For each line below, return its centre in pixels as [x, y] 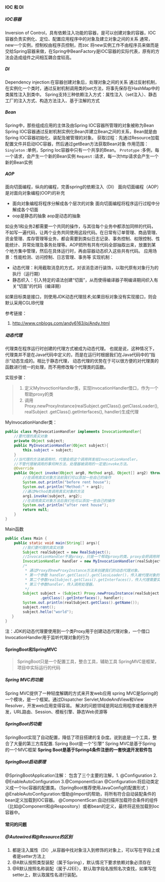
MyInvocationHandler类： [31, 422]
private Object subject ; [39, 441]
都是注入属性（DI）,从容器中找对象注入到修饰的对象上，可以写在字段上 [84, 850]
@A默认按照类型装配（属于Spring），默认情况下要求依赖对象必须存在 [82, 862]
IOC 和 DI [14, 7]
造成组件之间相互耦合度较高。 [44, 57]
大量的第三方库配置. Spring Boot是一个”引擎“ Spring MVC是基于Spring [85, 743]
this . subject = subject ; [48, 450]
